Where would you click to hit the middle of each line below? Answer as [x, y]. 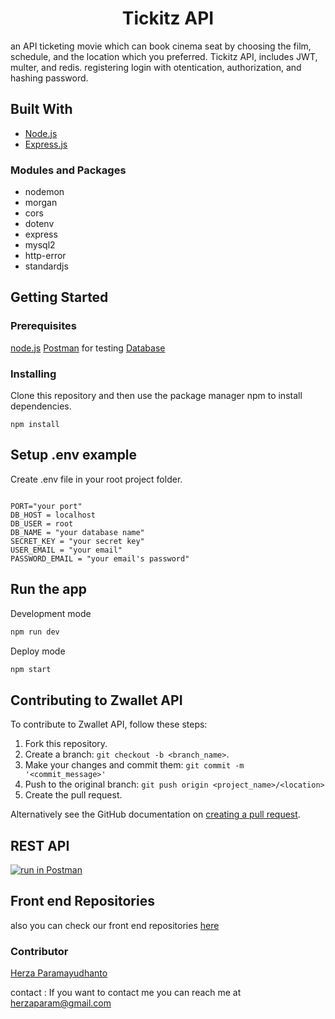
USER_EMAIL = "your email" [66, 550]
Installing [33, 374]
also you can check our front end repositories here [115, 925]
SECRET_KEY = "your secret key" [77, 541]
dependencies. [41, 406]
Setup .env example [74, 455]
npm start [31, 669]
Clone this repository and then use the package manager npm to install [156, 396]
